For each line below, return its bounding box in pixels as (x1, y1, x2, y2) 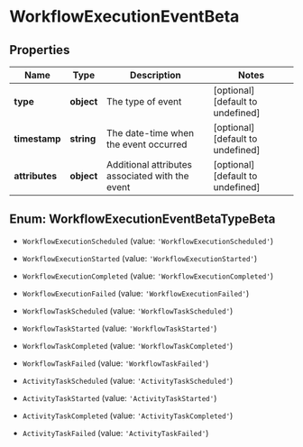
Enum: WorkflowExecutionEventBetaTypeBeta (9, 212, 276, 227)
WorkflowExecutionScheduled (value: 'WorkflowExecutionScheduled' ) (22, 235, 274, 246)
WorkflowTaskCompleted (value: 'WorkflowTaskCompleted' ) (22, 340, 234, 351)
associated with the (106, 169, 189, 182)
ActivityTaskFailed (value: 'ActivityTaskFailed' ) (22, 427, 209, 438)
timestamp (14, 132, 61, 145)
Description (129, 69, 182, 81)
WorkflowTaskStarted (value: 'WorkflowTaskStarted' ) (22, 323, 217, 333)
